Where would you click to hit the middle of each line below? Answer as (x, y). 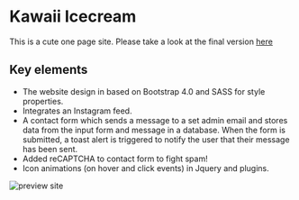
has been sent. (50, 149)
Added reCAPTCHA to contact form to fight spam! (115, 159)
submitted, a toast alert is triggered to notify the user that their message (156, 139)
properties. (43, 101)
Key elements (49, 70)
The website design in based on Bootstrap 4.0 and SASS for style (144, 91)
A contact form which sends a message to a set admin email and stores (155, 120)
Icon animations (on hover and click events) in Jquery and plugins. (145, 168)
